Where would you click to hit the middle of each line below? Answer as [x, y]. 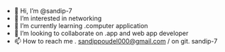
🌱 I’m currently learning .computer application [81, 26]
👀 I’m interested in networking [58, 18]
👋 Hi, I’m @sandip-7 [43, 11]
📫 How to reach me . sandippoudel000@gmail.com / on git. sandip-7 [116, 41]
